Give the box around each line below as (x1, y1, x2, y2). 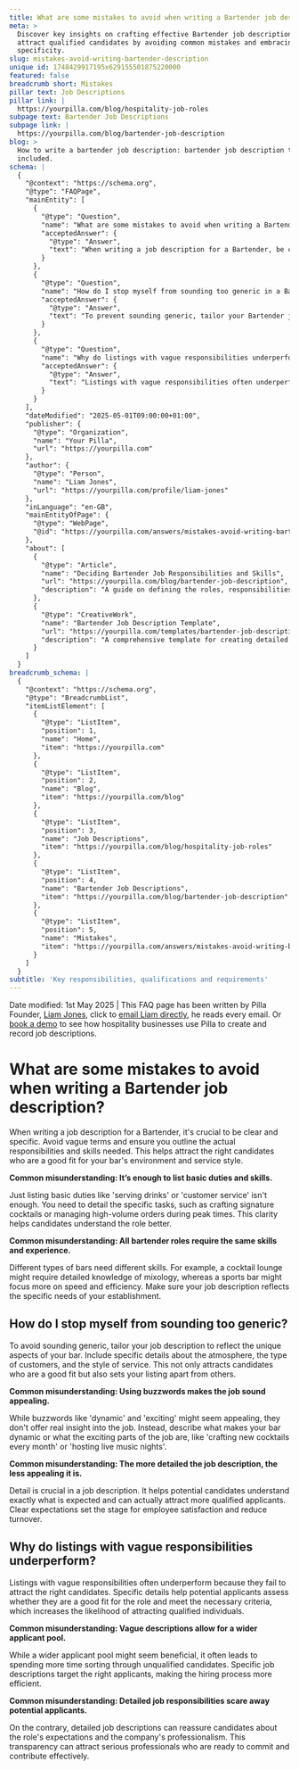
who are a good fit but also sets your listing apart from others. (9, 1369, 237, 1379)
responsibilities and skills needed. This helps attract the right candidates (9, 1146, 275, 1156)
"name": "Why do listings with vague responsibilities (41, 353, 249, 362)
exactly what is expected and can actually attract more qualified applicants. (9, 1494, 287, 1505)
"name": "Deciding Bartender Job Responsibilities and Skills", (41, 568, 285, 578)
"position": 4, (41, 875, 98, 884)
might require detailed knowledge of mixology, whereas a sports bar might (9, 1272, 282, 1283)
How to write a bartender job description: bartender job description (17, 145, 285, 154)
